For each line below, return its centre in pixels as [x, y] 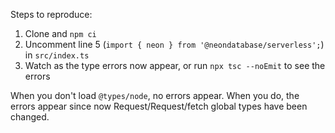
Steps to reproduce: [51, 14]
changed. [30, 117]
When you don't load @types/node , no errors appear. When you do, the [155, 95]
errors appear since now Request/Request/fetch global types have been [159, 106]
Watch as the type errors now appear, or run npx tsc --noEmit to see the [175, 65]
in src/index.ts [57, 55]
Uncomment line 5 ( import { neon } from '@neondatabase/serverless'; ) [174, 44]
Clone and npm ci [60, 33]
